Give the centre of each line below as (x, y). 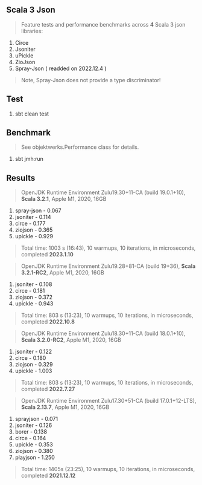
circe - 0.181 (30, 291)
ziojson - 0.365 (34, 230)
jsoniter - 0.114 (33, 217)
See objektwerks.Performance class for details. (80, 147)
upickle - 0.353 (34, 444)
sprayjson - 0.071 (36, 419)
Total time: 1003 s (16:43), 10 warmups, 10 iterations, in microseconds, (108, 248)
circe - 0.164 (30, 438)
